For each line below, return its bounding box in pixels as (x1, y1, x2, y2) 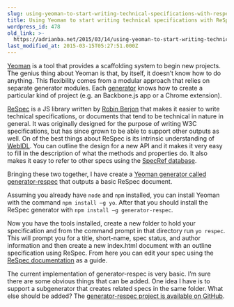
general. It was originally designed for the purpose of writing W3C (7, 120, 197, 127)
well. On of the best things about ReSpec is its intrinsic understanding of (7, 134, 214, 143)
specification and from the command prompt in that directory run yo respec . (7, 227, 226, 235)
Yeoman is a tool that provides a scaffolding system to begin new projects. (7, 62, 221, 70)
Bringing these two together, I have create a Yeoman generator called (7, 170, 207, 178)
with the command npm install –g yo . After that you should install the (7, 198, 209, 206)
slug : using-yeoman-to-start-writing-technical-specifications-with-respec (7, 10, 232, 17)
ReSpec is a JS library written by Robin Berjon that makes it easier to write (7, 105, 220, 113)
